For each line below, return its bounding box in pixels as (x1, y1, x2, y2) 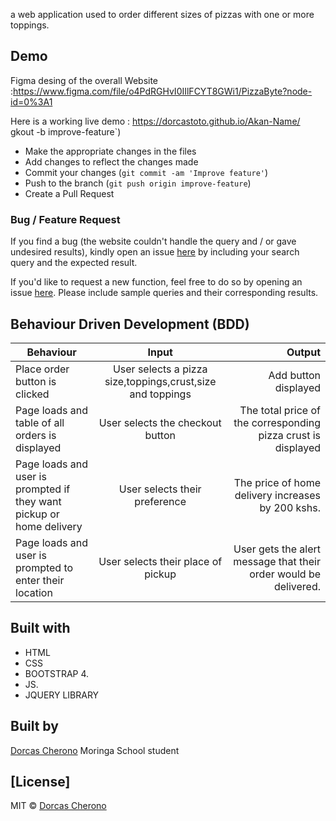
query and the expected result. (10, 257, 138, 269)
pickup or (15, 507, 60, 521)
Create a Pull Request (24, 187, 115, 199)
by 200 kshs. (259, 500, 321, 514)
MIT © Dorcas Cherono (10, 800, 107, 812)
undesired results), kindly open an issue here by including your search (10, 246, 300, 258)
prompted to (15, 560, 74, 574)
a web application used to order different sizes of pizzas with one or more (10, 9, 315, 20)
